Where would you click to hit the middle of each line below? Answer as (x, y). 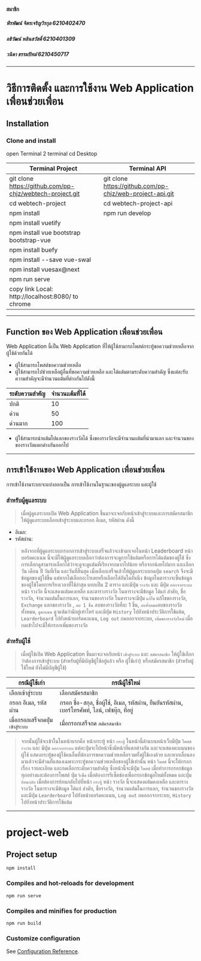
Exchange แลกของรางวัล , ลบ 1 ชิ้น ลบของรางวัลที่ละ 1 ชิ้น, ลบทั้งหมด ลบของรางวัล (101, 605)
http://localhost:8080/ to (44, 297)
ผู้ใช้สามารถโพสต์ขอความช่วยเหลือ (48, 365)
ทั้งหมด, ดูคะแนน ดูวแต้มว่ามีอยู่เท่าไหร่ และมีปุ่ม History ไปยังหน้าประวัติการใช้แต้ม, (103, 612)
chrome (20, 304)
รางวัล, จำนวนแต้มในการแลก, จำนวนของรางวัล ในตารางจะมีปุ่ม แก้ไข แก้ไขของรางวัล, (104, 598)
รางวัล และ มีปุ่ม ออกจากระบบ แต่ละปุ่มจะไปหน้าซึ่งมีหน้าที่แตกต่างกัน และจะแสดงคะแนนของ (108, 748)
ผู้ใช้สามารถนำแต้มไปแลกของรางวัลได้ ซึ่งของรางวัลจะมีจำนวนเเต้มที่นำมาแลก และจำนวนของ (104, 438)
